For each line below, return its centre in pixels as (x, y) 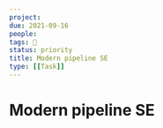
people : (23, 34)
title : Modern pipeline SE (59, 58)
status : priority (41, 50)
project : (25, 17)
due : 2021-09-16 (39, 26)
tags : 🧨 (23, 42)
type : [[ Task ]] (37, 67)
